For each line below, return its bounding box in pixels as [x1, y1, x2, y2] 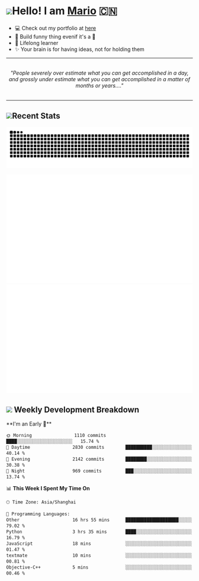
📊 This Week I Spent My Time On [6, 485, 90, 492]
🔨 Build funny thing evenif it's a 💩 [14, 33, 96, 40]
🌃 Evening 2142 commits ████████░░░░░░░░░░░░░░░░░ [6, 456, 192, 462]
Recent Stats [12, 111, 60, 121]
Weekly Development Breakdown [14, 404, 139, 414]
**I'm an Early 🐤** [6, 420, 52, 427]
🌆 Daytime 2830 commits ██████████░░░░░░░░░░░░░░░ [6, 445, 192, 451]
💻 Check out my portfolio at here [14, 24, 97, 31]
